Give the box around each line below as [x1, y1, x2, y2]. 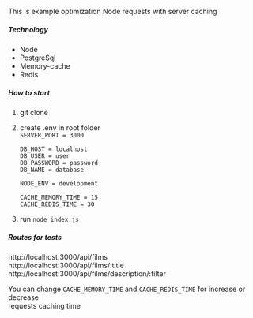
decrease [8, 292, 40, 302]
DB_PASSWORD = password [19, 159, 99, 166]
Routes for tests [8, 232, 62, 241]
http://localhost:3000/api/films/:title [8, 260, 124, 270]
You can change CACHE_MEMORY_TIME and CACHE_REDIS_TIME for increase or [8, 284, 246, 294]
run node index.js [19, 214, 79, 223]
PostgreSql [19, 53, 56, 62]
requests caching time [8, 301, 81, 310]
